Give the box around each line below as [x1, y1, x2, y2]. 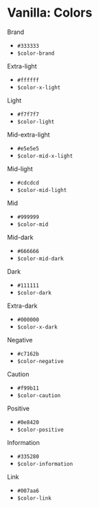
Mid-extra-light [7, 130, 50, 139]
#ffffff [16, 76, 39, 84]
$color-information [16, 460, 74, 467]
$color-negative [16, 358, 64, 365]
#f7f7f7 [16, 111, 39, 118]
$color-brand [16, 50, 55, 57]
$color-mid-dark [16, 255, 64, 262]
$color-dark [16, 289, 52, 296]
